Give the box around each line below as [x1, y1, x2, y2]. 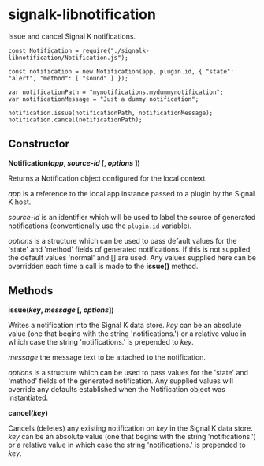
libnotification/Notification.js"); [8, 54, 128, 62]
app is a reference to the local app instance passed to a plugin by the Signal [8, 188, 255, 198]
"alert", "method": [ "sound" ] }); [8, 74, 128, 82]
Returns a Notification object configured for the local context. [8, 173, 207, 183]
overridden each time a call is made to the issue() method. [8, 261, 199, 270]
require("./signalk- [82, 47, 150, 54]
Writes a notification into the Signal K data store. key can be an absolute [8, 320, 242, 330]
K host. [8, 197, 32, 207]
